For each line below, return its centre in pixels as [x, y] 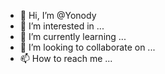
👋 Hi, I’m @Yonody [58, 15]
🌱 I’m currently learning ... [73, 36]
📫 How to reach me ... [66, 58]
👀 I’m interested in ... [62, 26]
